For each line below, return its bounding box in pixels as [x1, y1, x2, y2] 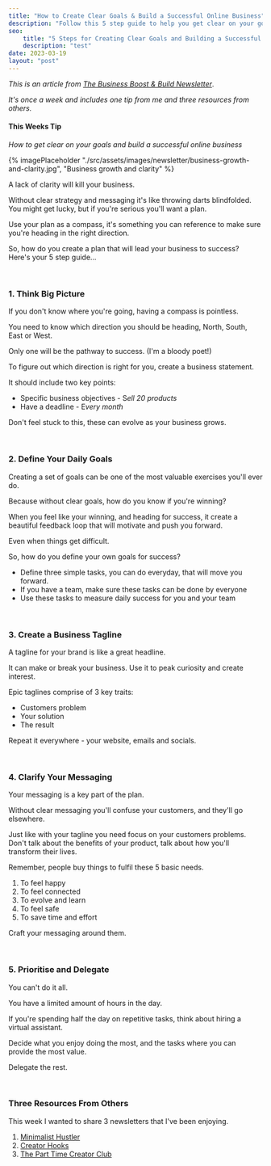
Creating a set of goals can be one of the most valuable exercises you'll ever [8, 472, 263, 482]
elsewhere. [8, 814, 45, 824]
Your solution [19, 711, 65, 721]
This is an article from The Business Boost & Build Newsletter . [8, 78, 215, 89]
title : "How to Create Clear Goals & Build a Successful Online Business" [8, 11, 265, 20]
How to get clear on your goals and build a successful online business [8, 140, 243, 149]
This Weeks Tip [8, 122, 62, 132]
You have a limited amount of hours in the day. [8, 998, 163, 1008]
